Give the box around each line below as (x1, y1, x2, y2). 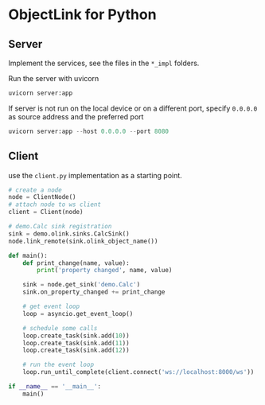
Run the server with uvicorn (8, 74, 99, 83)
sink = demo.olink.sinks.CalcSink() (8, 229, 130, 238)
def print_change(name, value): (22, 259, 130, 267)
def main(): (8, 251, 48, 259)
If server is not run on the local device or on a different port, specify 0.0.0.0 (8, 103, 258, 113)
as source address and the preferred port (8, 111, 144, 121)
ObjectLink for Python (8, 6, 157, 24)
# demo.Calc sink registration (8, 223, 112, 231)
